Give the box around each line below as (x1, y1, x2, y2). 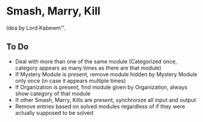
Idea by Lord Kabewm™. (6, 24, 66, 31)
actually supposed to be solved (15, 109, 94, 116)
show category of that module (15, 89, 91, 97)
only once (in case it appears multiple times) (15, 77, 126, 84)
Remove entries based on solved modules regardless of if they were (15, 103, 185, 110)
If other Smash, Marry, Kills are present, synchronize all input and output (15, 96, 196, 103)
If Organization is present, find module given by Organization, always (15, 83, 188, 91)
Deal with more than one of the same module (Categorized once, (15, 57, 178, 65)
